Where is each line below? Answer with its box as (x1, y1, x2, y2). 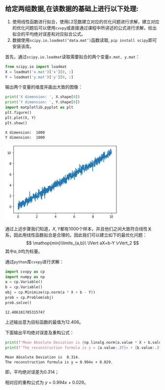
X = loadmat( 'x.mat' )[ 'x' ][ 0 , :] (5, 69, 74, 74)
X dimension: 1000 (5, 130, 45, 135)
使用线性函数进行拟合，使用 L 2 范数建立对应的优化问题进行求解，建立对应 (12, 19, 160, 25)
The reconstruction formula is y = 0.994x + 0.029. (5, 359, 113, 364)
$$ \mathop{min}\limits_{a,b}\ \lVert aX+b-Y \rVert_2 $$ (26, 240, 139, 246)
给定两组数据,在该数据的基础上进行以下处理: (5, 4, 139, 13)
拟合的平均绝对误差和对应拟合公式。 (12, 31, 86, 37)
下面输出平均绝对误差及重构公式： (5, 329, 74, 335)
